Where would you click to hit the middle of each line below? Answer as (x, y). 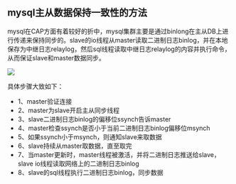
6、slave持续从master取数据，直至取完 (75, 146)
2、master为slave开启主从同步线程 (68, 110)
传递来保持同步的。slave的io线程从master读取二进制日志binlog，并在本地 (120, 40)
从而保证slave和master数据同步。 (56, 58)
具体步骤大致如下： (36, 86)
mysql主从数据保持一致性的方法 (77, 13)
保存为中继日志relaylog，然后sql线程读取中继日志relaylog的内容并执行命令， (119, 49)
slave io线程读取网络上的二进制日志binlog (79, 163)
